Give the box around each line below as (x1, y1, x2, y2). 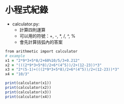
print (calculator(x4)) (5, 94, 51, 99)
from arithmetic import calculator (5, 49, 78, 54)
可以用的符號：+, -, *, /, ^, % (19, 33, 76, 39)
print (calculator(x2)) (5, 85, 51, 90)
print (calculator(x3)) (5, 89, 51, 95)
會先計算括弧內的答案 (19, 39, 63, 45)
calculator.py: (12, 21, 40, 27)
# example (5, 53, 25, 58)
